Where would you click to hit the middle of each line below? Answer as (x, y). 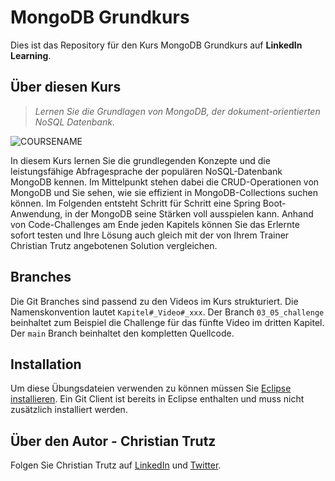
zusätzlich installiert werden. (69, 410)
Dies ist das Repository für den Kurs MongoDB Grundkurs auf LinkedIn (156, 45)
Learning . (31, 55)
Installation (46, 364)
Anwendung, (36, 213)
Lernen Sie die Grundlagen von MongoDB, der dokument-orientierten (177, 111)
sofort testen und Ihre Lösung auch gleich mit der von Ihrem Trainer (150, 235)
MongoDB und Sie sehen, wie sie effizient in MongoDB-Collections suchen (164, 192)
